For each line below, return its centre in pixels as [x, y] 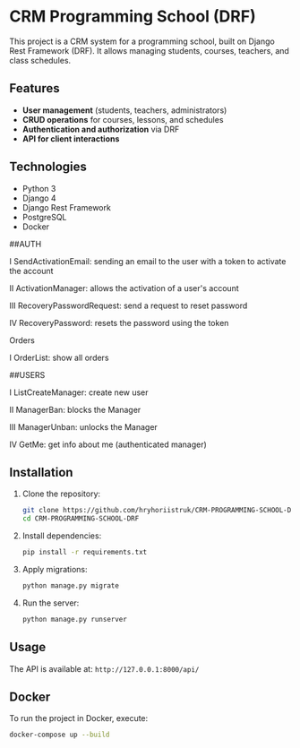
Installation [41, 472]
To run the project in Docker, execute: [79, 718]
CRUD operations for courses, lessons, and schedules [123, 119]
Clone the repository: [61, 494]
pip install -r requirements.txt [85, 553]
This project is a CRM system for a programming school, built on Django [142, 41]
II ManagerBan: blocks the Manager [75, 409]
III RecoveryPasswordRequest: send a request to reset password [129, 305]
